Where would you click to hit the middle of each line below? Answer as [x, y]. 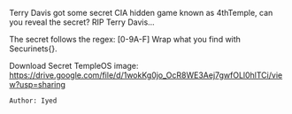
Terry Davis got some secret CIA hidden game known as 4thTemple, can [141, 13]
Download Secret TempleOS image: [74, 66]
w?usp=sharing [38, 84]
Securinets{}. [33, 49]
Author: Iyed [33, 101]
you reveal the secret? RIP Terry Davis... [82, 22]
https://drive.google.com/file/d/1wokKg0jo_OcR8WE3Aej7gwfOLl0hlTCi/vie [146, 75]
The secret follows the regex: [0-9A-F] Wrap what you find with [125, 39]
